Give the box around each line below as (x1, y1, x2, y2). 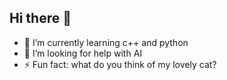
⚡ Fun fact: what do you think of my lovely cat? (23, 58, 217, 70)
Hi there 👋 (9, 10, 72, 27)
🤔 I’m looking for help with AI (23, 47, 143, 59)
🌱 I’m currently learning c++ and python (23, 36, 189, 48)
